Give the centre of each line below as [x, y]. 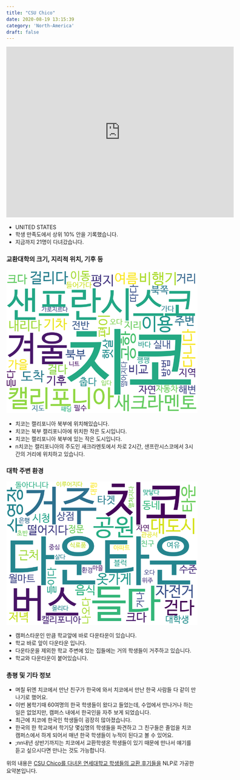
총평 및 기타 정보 [28, 675]
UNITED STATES [35, 227]
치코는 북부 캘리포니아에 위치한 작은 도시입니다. [71, 431]
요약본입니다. [22, 771]
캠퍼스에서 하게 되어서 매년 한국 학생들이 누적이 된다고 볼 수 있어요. [94, 735]
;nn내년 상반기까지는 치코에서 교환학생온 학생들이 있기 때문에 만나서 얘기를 [103, 743]
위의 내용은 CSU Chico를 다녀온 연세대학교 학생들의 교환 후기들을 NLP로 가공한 [100, 763]
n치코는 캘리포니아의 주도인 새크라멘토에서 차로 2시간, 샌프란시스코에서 [99, 446]
